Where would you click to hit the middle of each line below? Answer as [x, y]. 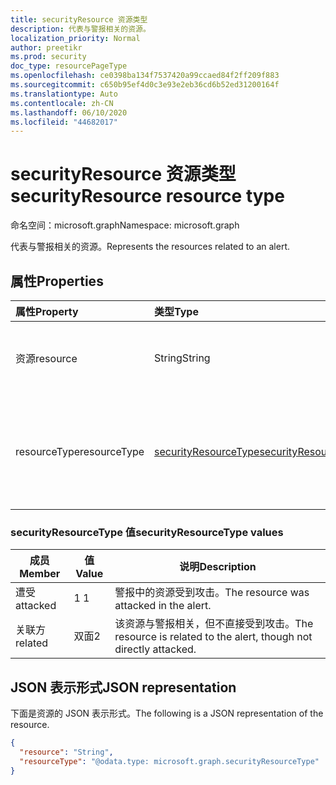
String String [182, 358]
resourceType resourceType [80, 451]
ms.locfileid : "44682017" [64, 122]
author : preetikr [46, 47]
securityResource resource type [147, 196]
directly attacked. [155, 649]
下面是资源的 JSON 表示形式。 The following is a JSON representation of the [167, 713]
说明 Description [218, 567]
